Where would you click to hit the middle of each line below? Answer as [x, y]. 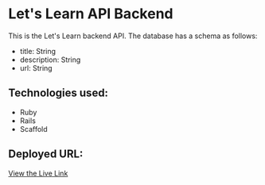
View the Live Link [38, 173]
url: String [36, 67]
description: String [50, 60]
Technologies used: [58, 93]
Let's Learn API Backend [91, 14]
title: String [38, 51]
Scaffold [33, 129]
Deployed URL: [46, 154]
